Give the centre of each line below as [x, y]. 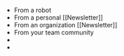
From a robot [33, 10]
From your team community [54, 32]
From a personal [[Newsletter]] [58, 17]
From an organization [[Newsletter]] [66, 25]
